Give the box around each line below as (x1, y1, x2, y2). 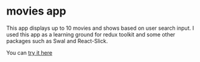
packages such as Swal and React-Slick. (6, 37, 108, 44)
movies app (6, 4, 67, 18)
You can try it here (6, 49, 53, 56)
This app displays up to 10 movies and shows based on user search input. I (6, 24, 195, 32)
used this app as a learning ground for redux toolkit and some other (6, 30, 176, 38)
